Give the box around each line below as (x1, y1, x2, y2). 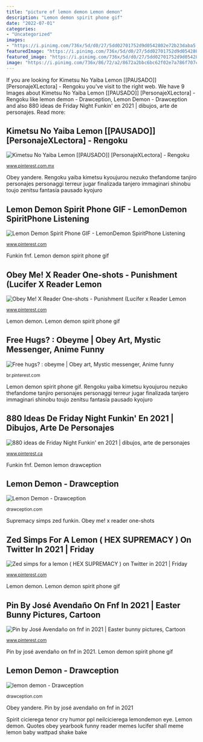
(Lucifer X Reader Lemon (6, 279, 102, 290)
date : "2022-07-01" (6, 20, 56, 26)
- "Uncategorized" (6, 31, 53, 38)
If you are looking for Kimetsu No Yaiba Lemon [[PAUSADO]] (6, 76, 157, 84)
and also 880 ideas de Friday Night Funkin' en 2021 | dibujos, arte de (6, 102, 178, 109)
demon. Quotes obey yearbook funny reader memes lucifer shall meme (6, 722, 184, 729)
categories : (6, 25, 36, 32)
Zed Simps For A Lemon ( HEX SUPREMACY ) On (6, 534, 192, 545)
